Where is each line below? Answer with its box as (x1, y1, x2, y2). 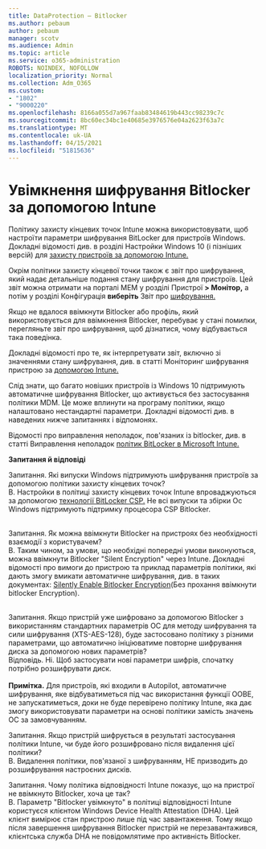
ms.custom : (8, 86, 45, 95)
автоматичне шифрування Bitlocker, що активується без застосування (8, 389, 250, 399)
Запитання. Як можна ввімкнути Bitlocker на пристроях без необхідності (8, 528, 258, 539)
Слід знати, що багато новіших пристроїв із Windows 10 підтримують (8, 381, 245, 391)
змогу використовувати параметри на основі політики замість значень (8, 707, 254, 716)
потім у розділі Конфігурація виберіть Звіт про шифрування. (8, 291, 216, 301)
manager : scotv (8, 34, 59, 43)
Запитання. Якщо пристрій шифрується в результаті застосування (8, 731, 235, 740)
